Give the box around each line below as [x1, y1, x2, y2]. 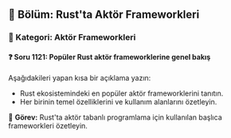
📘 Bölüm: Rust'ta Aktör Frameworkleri [8, 8, 200, 22]
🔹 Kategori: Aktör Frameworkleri [8, 32, 136, 43]
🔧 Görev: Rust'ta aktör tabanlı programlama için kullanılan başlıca [8, 112, 222, 122]
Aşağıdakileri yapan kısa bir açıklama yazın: [8, 73, 151, 82]
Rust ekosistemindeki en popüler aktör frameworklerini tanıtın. [19, 89, 224, 98]
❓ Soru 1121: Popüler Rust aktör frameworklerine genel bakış [8, 52, 211, 61]
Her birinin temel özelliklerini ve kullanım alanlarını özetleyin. [19, 97, 217, 106]
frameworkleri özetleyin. [8, 120, 88, 130]
